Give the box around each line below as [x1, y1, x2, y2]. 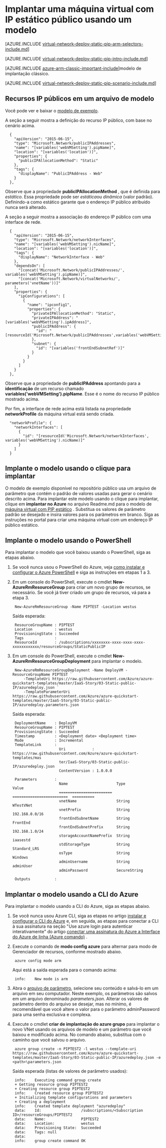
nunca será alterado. [5, 204, 47, 210]
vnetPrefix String [59, 807, 130, 812]
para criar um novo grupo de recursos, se [66, 584, 151, 590]
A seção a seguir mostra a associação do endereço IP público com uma [5, 214, 152, 220]
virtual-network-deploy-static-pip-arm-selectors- [42, 41, 143, 47]
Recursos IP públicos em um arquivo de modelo [5, 95, 155, 103]
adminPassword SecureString [59, 868, 143, 873]
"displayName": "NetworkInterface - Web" [18, 254, 105, 259]
